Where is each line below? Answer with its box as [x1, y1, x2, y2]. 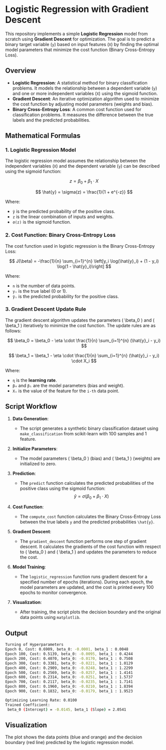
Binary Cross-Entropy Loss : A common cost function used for [12, 106, 141, 112]
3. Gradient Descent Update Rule [5, 306, 86, 313]
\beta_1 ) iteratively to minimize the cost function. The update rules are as [5, 322, 156, 328]
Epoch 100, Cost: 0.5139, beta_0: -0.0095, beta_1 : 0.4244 [5, 651, 133, 656]
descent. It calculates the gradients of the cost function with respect [19, 544, 161, 550]
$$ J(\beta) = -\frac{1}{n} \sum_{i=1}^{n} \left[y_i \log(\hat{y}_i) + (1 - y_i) [9, 258, 159, 264]
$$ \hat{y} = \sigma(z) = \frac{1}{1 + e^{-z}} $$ [35, 189, 133, 195]
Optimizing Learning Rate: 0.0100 [5, 697, 77, 702]
